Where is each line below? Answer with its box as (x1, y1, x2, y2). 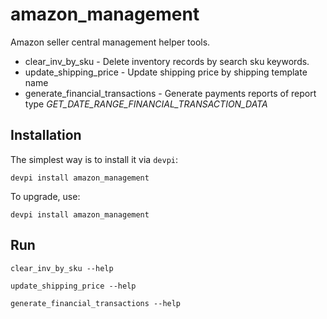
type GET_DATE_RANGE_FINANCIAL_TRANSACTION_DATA (24, 98, 268, 110)
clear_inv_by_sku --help (10, 263, 114, 273)
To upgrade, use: (10, 190, 81, 202)
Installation (10, 127, 82, 144)
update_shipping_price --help (10, 281, 137, 291)
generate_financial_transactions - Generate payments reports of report (24, 87, 317, 99)
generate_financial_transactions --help (10, 298, 182, 308)
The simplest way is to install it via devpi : (10, 153, 178, 165)
